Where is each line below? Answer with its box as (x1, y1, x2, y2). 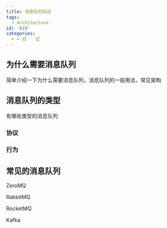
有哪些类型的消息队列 (6, 112, 58, 119)
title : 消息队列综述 (6, 8, 51, 15)
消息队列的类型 (6, 95, 61, 105)
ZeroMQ (6, 182, 27, 190)
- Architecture (11, 20, 49, 25)
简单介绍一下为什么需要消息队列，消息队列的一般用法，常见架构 (6, 76, 161, 84)
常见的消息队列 (6, 166, 61, 176)
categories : (6, 31, 35, 37)
